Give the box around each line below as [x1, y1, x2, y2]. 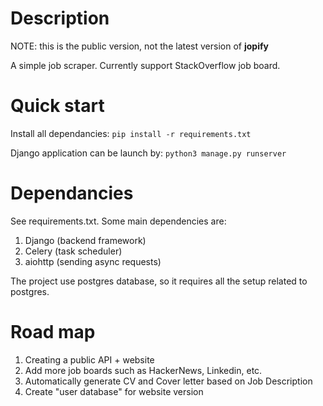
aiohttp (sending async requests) [24, 255, 162, 267]
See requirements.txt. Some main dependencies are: [10, 215, 227, 227]
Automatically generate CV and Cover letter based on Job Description [24, 375, 313, 387]
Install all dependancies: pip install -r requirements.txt [10, 127, 252, 139]
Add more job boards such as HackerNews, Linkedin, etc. [24, 364, 263, 376]
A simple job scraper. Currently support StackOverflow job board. [10, 59, 281, 71]
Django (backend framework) [24, 234, 147, 246]
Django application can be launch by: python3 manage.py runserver [10, 147, 287, 159]
